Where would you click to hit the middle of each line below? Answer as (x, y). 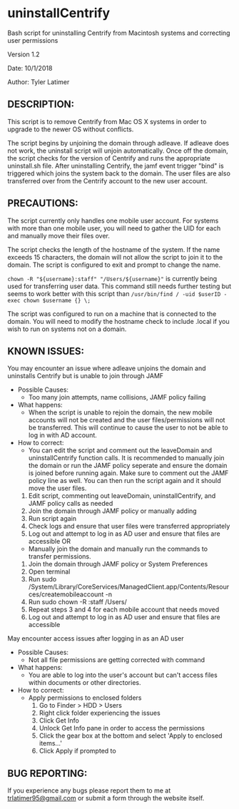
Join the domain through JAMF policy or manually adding (113, 511)
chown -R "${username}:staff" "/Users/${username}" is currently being (112, 278)
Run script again (52, 519)
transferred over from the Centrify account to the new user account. (108, 180)
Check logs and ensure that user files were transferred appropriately (129, 526)
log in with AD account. (63, 435)
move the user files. (57, 488)
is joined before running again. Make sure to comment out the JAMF (128, 473)
